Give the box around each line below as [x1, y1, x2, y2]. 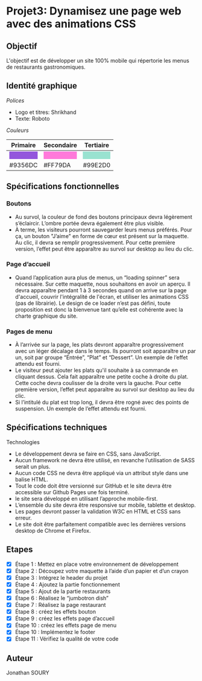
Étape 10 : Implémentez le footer [14, 629, 95, 636]
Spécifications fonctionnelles [6, 181, 119, 192]
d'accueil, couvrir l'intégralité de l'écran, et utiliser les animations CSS [14, 293, 189, 300]
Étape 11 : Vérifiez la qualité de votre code [14, 635, 119, 642]
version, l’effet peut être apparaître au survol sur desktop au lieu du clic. [14, 245, 194, 253]
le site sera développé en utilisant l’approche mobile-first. [14, 495, 158, 502]
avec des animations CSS [6, 17, 136, 31]
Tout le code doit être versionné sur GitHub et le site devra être [14, 482, 172, 489]
